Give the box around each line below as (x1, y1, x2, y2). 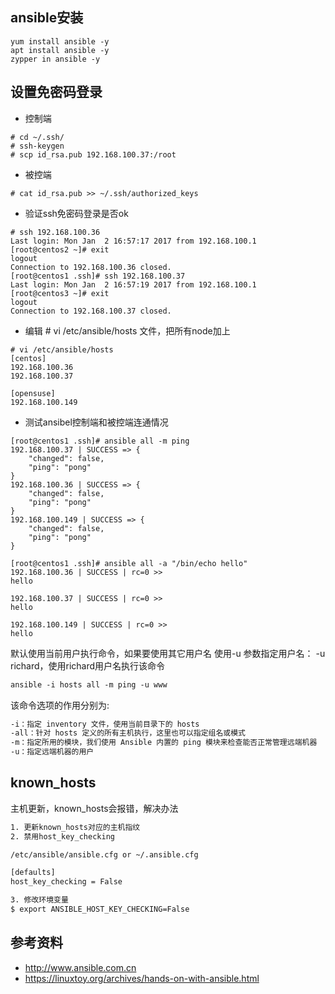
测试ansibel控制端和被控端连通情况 (24, 416, 169, 428)
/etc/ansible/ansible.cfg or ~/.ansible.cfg (10, 849, 199, 860)
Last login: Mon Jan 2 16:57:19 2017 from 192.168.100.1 (10, 279, 257, 290)
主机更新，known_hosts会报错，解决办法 (10, 802, 179, 814)
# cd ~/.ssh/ (10, 132, 65, 142)
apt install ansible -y (10, 45, 110, 55)
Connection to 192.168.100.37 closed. (10, 306, 172, 316)
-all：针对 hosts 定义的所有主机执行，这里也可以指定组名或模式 (10, 728, 247, 738)
